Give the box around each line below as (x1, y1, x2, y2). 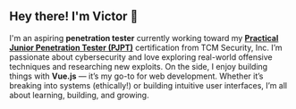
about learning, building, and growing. (9, 89, 149, 100)
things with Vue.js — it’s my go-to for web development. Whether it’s (9, 71, 264, 81)
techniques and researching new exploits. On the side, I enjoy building (9, 61, 268, 71)
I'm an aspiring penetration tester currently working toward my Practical (9, 32, 279, 43)
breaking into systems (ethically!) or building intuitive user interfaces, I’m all (9, 80, 288, 90)
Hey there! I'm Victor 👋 (9, 9, 139, 24)
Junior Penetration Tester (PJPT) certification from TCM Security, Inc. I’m (9, 42, 283, 53)
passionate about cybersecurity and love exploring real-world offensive (9, 51, 273, 63)
